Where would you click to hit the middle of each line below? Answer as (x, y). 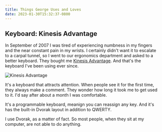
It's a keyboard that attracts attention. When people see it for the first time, (80, 85)
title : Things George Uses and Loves (43, 9)
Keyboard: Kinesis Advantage (51, 34)
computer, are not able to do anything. (43, 124)
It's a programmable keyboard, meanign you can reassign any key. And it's (80, 104)
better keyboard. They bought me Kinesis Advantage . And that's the (73, 61)
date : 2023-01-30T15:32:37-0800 (38, 14)
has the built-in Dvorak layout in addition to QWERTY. (58, 110)
